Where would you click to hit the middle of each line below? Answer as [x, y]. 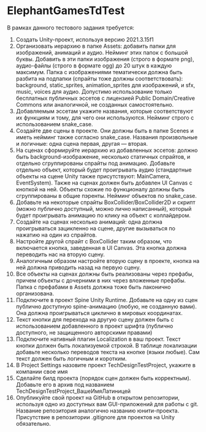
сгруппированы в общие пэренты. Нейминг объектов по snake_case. [106, 195]
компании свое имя [42, 371]
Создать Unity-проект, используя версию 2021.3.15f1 [85, 39]
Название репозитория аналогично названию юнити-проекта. [97, 411]
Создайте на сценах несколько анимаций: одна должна [89, 222]
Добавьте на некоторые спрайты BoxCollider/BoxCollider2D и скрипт [105, 202]
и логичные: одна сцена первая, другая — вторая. [82, 143]
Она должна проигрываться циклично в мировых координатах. [99, 313]
